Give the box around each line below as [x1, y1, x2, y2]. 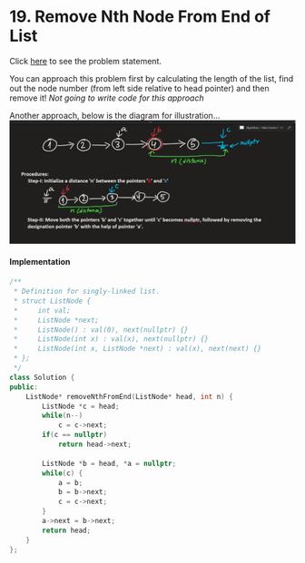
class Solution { [9, 373, 75, 382]
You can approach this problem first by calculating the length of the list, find [9, 73, 294, 83]
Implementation [9, 256, 71, 267]
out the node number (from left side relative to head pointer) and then [9, 83, 270, 93]
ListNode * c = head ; [42, 402, 120, 411]
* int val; [13, 306, 71, 315]
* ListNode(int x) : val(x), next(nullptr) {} [13, 335, 209, 344]
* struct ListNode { [13, 296, 92, 306]
